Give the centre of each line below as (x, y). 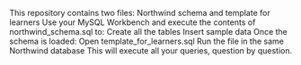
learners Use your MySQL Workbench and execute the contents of (133, 22)
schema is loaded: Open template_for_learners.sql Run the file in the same (147, 41)
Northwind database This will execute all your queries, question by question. (151, 51)
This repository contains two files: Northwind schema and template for (140, 13)
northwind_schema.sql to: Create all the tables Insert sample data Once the (148, 32)
